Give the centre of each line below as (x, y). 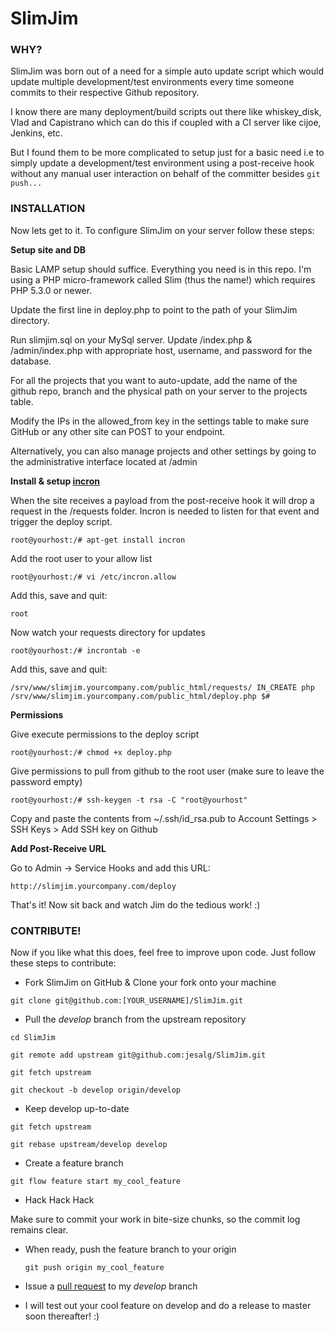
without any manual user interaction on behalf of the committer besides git (165, 174)
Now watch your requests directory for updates (108, 632)
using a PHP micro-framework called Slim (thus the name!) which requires (163, 279)
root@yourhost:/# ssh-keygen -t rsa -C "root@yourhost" (129, 800)
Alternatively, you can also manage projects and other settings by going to (163, 451)
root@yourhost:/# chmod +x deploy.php (91, 752)
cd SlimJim (33, 1038)
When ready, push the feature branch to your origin (130, 1249)
